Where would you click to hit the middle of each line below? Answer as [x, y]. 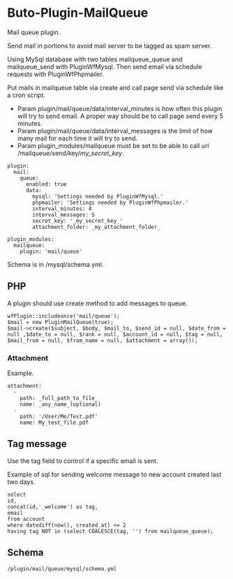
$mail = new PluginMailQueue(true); [60, 322]
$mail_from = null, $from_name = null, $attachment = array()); [103, 340]
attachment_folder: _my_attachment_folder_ [96, 227]
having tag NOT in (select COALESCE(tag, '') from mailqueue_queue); [111, 531]
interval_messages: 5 [64, 214]
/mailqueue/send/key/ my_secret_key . [70, 153]
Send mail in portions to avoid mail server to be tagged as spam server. [110, 45]
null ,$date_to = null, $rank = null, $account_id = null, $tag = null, [115, 334]
